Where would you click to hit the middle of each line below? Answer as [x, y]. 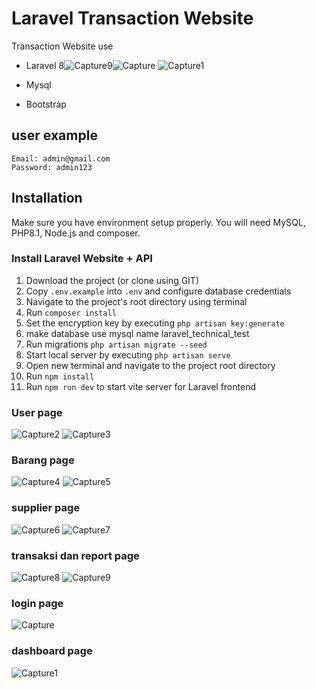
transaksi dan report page [75, 555]
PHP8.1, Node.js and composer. [76, 233]
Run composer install [71, 312]
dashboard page [52, 651]
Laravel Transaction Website [132, 18]
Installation [47, 198]
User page [37, 412]
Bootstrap [46, 104]
